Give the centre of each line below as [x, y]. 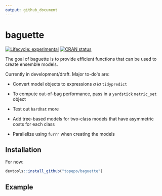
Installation [23, 150]
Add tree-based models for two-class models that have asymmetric [83, 119]
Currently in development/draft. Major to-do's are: [57, 74]
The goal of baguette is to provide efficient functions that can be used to [81, 59]
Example [19, 187]
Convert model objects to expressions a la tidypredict [70, 84]
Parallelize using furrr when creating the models [64, 134]
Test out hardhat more [36, 109]
